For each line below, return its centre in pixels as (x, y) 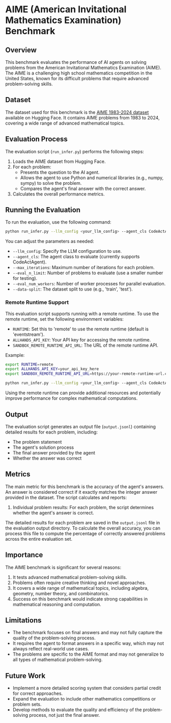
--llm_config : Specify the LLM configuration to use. (67, 251)
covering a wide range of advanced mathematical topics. (65, 123)
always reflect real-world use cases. (51, 649)
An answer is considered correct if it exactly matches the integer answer (81, 492)
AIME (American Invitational (66, 9)
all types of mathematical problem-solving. (58, 660)
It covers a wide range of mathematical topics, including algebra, (81, 588)
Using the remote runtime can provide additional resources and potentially (83, 393)
